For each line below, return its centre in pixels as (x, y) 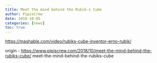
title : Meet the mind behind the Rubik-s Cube (53, 9)
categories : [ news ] (25, 23)
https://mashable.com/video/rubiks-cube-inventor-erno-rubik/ (68, 41)
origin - (13, 51)
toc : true (15, 28)
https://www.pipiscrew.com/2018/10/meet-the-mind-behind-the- (86, 51)
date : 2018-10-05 (23, 18)
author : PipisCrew (24, 14)
